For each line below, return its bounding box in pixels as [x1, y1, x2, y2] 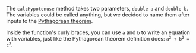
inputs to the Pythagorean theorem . [6, 18, 93, 24]
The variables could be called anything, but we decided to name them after [6, 11, 190, 18]
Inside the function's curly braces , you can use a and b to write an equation [6, 29, 190, 36]
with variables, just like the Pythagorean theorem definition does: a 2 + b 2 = [6, 35, 190, 42]
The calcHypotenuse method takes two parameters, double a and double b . [6, 5, 189, 12]
